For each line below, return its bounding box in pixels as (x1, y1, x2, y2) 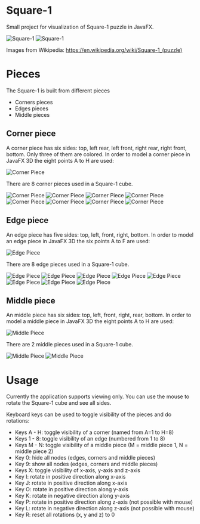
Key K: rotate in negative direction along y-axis (14, 492, 130, 500)
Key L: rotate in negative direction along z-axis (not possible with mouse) (14, 505, 195, 512)
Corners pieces (14, 98, 53, 106)
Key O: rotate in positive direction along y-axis (14, 486, 128, 493)
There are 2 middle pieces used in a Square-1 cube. (6, 341, 133, 348)
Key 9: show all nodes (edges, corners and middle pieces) (14, 460, 158, 468)
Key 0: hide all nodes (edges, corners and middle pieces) (14, 454, 156, 461)
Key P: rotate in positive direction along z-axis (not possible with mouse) (14, 498, 193, 506)
